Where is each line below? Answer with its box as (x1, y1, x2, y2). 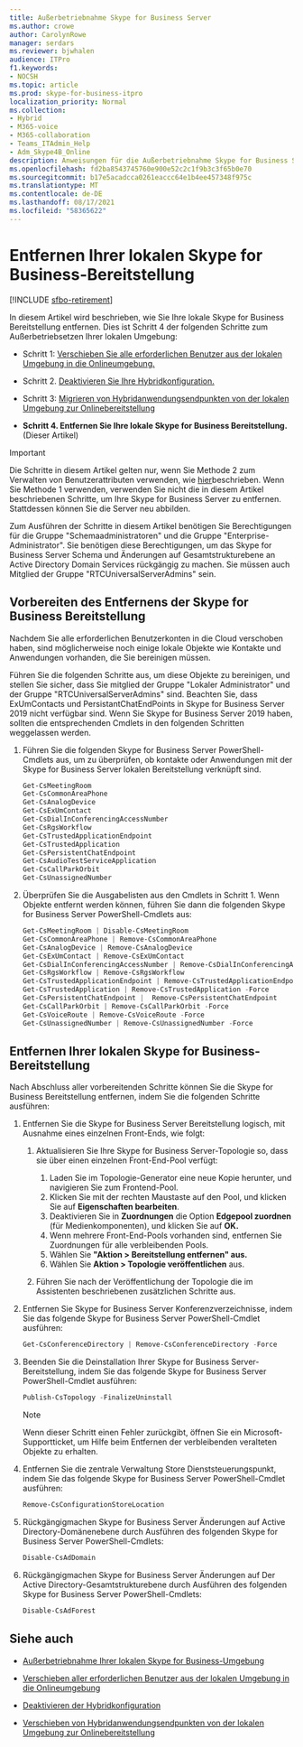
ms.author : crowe (9, 22, 75, 31)
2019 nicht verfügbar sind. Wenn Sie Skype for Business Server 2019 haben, (9, 708, 293, 719)
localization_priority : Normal (9, 97, 127, 107)
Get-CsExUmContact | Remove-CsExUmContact (22, 952, 185, 961)
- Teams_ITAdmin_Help (9, 139, 91, 148)
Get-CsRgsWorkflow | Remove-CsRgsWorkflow (22, 968, 185, 978)
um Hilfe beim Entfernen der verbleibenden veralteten (77, 1436, 278, 1447)
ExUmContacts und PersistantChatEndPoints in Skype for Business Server (9, 698, 285, 709)
